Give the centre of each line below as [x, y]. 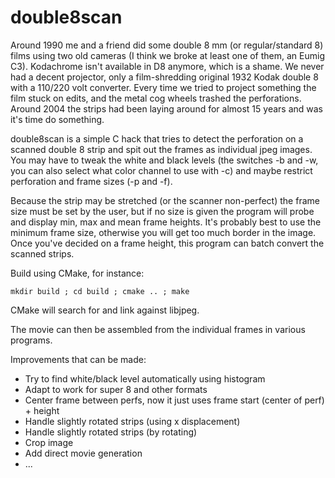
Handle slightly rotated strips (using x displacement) [132, 421]
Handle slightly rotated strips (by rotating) [111, 432]
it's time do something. [57, 119]
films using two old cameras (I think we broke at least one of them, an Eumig [168, 55]
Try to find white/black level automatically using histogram [145, 378]
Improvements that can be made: [78, 359]
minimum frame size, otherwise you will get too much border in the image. [163, 232]
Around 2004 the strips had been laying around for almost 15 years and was [167, 108]
